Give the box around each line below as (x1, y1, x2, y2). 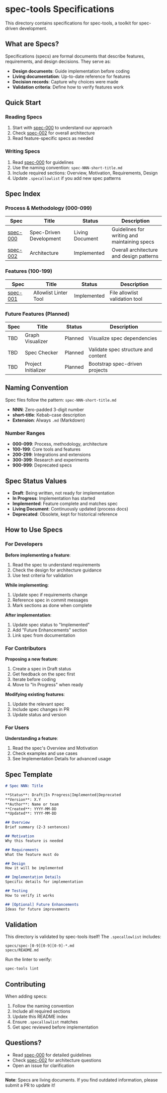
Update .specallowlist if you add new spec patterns (12, 175, 121, 181)
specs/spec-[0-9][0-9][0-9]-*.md (5, 943, 75, 949)
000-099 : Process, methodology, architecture (12, 441, 108, 447)
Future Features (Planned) (5, 310, 70, 317)
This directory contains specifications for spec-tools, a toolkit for (5, 20, 138, 26)
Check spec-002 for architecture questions (12, 1057, 101, 1063)
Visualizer (24, 338, 48, 345)
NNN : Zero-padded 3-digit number (12, 406, 84, 413)
